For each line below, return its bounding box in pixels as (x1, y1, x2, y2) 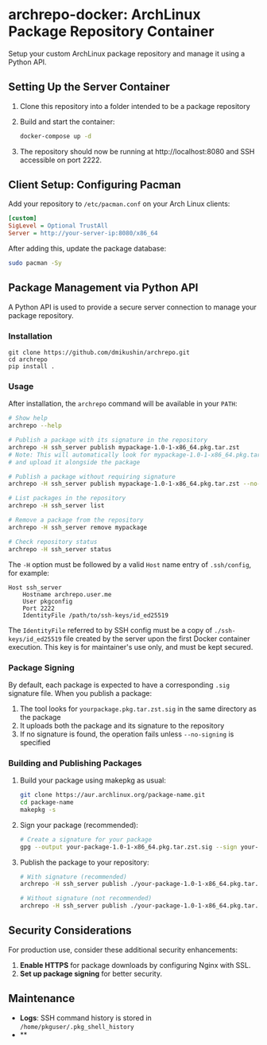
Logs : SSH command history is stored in (19, 1012, 153, 1023)
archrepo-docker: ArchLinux (8, 6, 201, 24)
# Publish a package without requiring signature (8, 472, 176, 480)
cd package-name (19, 798, 74, 806)
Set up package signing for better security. (19, 969, 163, 978)
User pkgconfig (22, 597, 73, 605)
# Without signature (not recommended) (19, 895, 153, 903)
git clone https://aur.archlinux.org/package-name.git (19, 791, 206, 799)
